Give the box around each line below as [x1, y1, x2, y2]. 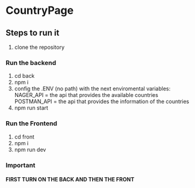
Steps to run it [5, 28, 60, 38]
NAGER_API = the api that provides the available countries [14, 92, 159, 99]
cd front [14, 133, 34, 140]
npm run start [14, 104, 49, 111]
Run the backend [5, 58, 57, 67]
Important [5, 161, 36, 169]
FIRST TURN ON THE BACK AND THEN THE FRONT [5, 176, 135, 183]
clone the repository [14, 43, 65, 51]
